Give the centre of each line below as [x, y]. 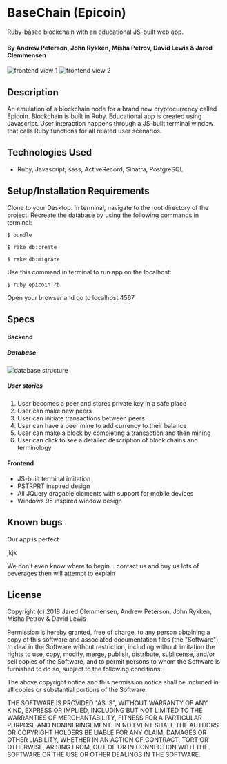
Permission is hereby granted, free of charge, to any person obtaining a [109, 632]
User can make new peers [54, 411]
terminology [34, 447]
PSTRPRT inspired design [53, 486]
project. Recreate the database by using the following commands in [103, 215]
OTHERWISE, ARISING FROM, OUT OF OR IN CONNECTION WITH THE [108, 747]
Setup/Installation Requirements [78, 191]
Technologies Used [49, 152]
